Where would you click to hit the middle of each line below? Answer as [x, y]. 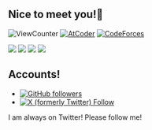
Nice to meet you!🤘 [56, 15]
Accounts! [34, 74]
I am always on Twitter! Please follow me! [75, 117]
